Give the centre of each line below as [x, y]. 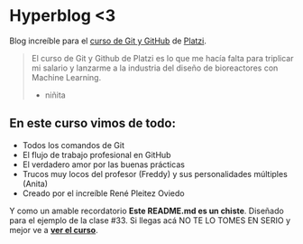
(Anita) [35, 183]
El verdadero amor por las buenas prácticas [103, 164]
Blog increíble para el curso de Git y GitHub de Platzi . [108, 41]
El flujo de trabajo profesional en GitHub [96, 155]
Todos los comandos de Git [73, 145]
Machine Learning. [66, 77]
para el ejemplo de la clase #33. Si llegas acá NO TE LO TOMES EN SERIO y [150, 220]
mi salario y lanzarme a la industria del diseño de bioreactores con [155, 68]
